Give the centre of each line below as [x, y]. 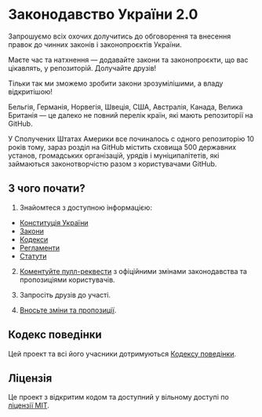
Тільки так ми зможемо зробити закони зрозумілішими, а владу [116, 83]
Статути [33, 256]
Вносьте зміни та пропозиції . [68, 310]
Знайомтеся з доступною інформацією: [86, 207]
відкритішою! [31, 91]
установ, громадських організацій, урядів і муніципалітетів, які [114, 155]
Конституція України [54, 222]
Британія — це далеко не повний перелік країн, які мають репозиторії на [131, 115]
